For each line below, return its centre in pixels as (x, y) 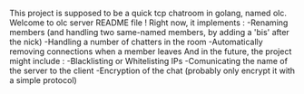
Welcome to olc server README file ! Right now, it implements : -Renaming (149, 23)
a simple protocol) (43, 80)
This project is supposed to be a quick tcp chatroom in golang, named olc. (148, 13)
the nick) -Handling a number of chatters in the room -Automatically (136, 42)
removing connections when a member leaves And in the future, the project (151, 52)
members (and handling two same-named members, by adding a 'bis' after (150, 32)
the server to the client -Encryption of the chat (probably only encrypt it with (152, 70)
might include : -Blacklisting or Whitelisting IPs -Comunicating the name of (149, 61)
